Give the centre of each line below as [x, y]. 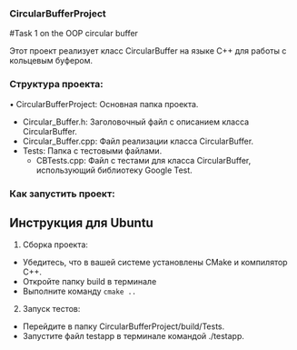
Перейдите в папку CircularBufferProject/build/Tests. [124, 326]
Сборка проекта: [55, 245]
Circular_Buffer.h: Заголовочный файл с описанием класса [136, 122]
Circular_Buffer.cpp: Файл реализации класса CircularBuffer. [138, 141]
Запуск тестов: [51, 309]
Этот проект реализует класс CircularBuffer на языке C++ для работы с [148, 51]
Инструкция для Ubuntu [82, 222]
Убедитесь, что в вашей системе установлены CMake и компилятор [155, 263]
